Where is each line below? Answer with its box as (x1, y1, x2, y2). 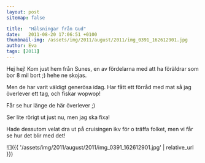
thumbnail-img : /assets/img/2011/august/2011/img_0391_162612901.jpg (6, 37, 188, 43)
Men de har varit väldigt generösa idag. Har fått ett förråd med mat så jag (6, 83, 191, 90)
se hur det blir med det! (6, 132, 66, 139)
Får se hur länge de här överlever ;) (6, 101, 96, 109)
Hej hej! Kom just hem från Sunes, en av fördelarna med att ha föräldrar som (6, 65, 199, 72)
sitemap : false (6, 15, 45, 21)
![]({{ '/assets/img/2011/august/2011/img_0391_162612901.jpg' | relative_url (6, 143, 194, 151)
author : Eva (6, 43, 37, 49)
